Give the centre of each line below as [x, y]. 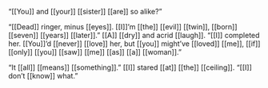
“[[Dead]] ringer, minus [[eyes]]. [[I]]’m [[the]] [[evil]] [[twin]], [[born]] [123, 27]
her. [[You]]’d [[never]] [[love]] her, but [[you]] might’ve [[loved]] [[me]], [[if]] [134, 44]
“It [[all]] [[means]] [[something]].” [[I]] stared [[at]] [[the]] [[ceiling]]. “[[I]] [130, 67]
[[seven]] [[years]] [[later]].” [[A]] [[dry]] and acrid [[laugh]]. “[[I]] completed [134, 35]
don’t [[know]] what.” [43, 76]
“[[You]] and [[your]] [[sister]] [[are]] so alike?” [85, 11]
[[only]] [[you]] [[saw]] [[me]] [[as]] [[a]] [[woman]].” [95, 52]
